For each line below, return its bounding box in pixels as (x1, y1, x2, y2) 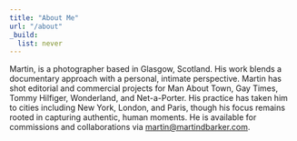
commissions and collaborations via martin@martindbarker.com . (9, 122, 251, 133)
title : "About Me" (9, 13, 79, 23)
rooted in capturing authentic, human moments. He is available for (9, 112, 257, 123)
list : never (17, 38, 64, 48)
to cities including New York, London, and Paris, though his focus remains (9, 102, 286, 114)
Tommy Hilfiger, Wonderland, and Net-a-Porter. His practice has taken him (9, 93, 289, 104)
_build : (9, 30, 39, 39)
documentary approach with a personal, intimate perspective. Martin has (9, 74, 282, 85)
